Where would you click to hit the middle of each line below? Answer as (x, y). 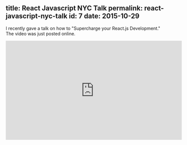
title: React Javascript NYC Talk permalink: (74, 8)
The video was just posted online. (41, 33)
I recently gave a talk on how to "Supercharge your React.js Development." (83, 28)
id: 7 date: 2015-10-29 (104, 16)
